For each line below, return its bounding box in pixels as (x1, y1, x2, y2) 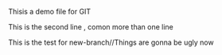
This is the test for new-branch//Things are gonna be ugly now (8, 37, 214, 47)
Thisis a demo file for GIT (8, 7, 92, 16)
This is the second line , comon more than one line (8, 22, 173, 31)
